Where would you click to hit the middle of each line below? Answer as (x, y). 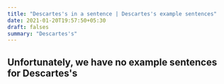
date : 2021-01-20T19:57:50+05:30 (57, 20)
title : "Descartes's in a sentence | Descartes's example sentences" (112, 14)
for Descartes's (43, 73)
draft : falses (28, 27)
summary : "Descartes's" (43, 34)
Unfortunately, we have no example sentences (112, 62)
